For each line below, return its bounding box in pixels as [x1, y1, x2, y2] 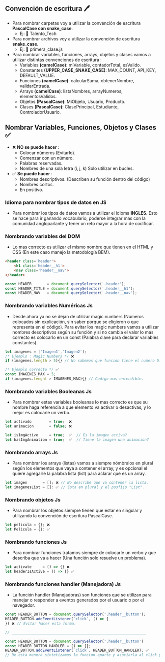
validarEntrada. [19, 83, 51, 89]
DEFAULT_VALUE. [19, 72, 55, 78]
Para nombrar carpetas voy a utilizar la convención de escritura [12, 20, 141, 26]
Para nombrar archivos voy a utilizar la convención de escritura [12, 35, 140, 41]
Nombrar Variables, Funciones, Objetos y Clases [5, 123, 157, 132]
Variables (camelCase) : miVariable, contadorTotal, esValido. [19, 62, 141, 68]
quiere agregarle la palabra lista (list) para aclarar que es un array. [12, 470, 146, 476]
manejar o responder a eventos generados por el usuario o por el [12, 597, 144, 603]
